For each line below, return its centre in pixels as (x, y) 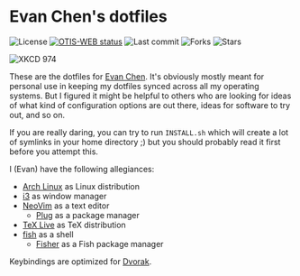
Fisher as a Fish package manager (100, 244)
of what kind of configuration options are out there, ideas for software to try (150, 105)
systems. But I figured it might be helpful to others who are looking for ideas (150, 96)
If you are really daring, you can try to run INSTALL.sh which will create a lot (149, 132)
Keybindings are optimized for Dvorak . (81, 261)
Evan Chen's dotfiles (89, 17)
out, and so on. (37, 115)
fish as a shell (48, 234)
